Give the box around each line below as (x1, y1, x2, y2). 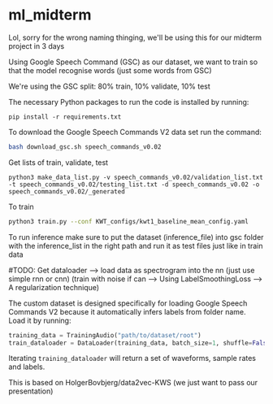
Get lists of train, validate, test (8, 157, 108, 167)
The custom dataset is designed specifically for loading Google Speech (8, 298, 248, 308)
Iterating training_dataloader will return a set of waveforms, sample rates (8, 354, 256, 363)
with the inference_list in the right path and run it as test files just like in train (8, 241, 263, 250)
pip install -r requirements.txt (8, 112, 122, 121)
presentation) (8, 386, 54, 396)
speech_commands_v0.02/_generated (8, 187, 126, 196)
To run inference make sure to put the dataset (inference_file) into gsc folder (8, 232, 264, 241)
